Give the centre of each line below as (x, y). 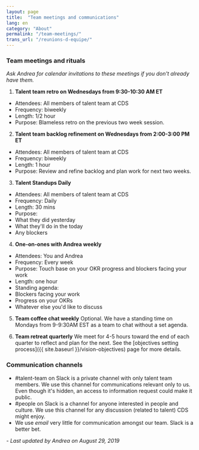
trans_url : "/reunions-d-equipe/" (49, 40)
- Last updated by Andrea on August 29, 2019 (63, 440)
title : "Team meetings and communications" (63, 17)
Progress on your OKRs (44, 301)
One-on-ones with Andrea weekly (58, 244)
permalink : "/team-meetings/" (44, 34)
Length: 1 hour (33, 165)
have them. (20, 80)
